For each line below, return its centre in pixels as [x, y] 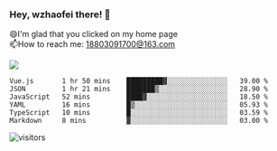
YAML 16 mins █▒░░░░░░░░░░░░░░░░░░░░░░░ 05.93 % [139, 105]
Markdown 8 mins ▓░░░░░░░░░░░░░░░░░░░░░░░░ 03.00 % [139, 121]
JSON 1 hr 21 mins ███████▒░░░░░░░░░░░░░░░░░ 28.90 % [139, 90]
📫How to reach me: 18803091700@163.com [92, 44]
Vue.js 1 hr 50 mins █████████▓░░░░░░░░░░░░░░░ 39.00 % [139, 81]
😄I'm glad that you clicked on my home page [94, 34]
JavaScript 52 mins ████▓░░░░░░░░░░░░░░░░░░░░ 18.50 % [139, 97]
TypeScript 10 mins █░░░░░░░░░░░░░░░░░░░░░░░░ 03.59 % [139, 113]
